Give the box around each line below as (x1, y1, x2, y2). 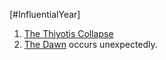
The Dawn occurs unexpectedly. (23, 39, 158, 50)
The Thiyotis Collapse (23, 28, 114, 39)
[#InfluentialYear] (9, 9, 81, 20)
